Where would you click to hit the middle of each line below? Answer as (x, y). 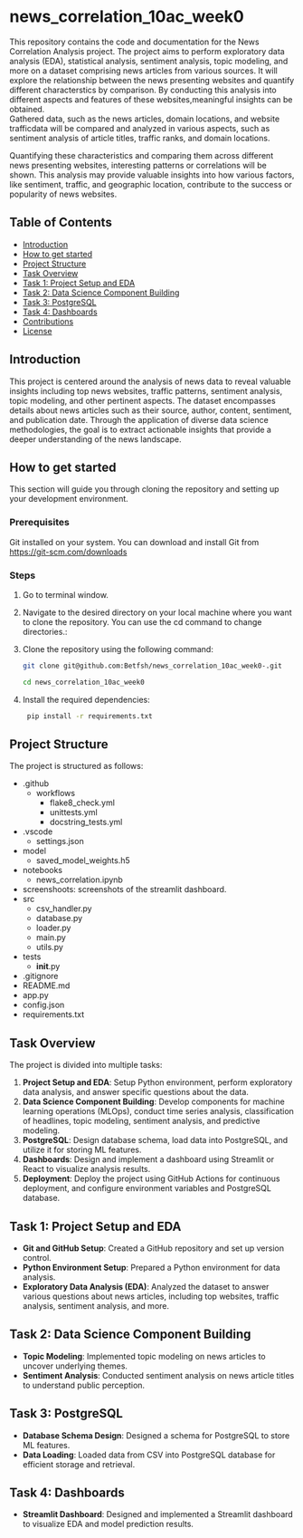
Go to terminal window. (65, 594)
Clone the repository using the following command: (118, 649)
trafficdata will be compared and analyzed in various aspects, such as (140, 128)
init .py (48, 966)
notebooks (43, 870)
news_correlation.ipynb (80, 880)
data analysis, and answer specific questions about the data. (135, 1092)
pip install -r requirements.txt (90, 716)
